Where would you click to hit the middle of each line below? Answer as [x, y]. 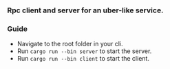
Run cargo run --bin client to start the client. [83, 59]
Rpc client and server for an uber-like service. [85, 10]
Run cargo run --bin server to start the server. [84, 51]
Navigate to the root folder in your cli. [70, 44]
